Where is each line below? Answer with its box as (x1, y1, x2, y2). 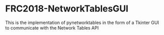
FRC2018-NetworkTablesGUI (5, 3, 129, 14)
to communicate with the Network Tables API (5, 24, 99, 30)
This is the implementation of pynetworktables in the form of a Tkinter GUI (5, 19, 159, 25)
